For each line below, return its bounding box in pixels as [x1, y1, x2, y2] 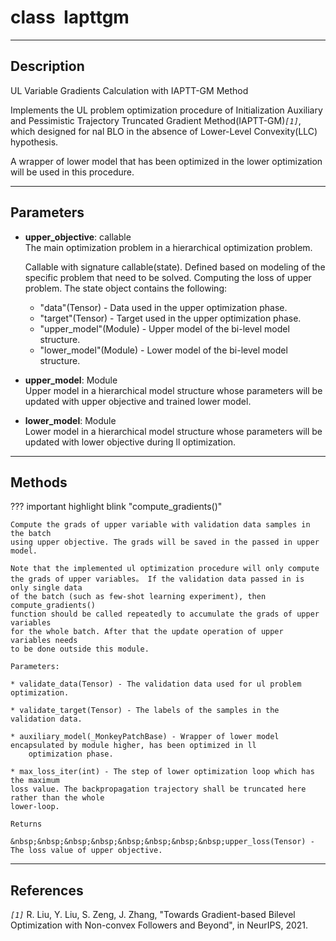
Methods [10, 474, 68, 491]
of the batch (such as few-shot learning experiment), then [10, 592, 267, 602]
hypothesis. [10, 136, 59, 148]
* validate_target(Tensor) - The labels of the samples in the [10, 706, 280, 716]
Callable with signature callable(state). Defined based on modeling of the [24, 261, 326, 273]
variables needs [10, 636, 78, 646]
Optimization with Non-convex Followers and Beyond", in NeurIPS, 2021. [10, 919, 309, 931]
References [10, 882, 84, 899]
